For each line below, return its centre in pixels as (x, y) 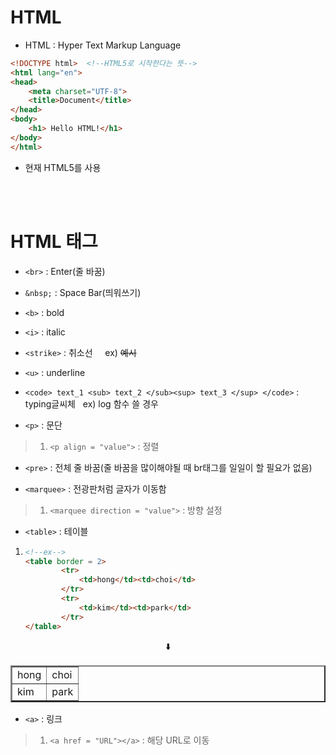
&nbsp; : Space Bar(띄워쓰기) (83, 292)
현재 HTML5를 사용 (63, 167)
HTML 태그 (54, 241)
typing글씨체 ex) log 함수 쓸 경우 (91, 403)
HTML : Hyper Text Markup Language (103, 45)
